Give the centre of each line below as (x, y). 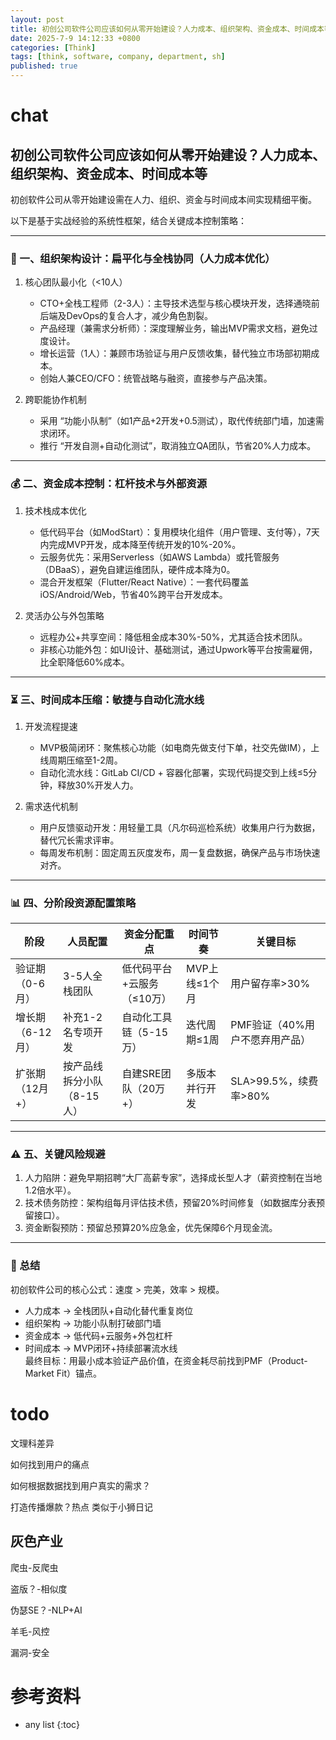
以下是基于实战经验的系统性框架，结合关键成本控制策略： (128, 220)
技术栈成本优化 (55, 510)
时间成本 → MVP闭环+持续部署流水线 (101, 1348)
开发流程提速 (51, 726)
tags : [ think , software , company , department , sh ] (118, 57)
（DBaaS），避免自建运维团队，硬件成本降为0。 (137, 569)
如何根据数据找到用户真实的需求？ (80, 1485)
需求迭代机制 (51, 806)
